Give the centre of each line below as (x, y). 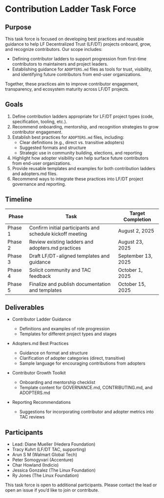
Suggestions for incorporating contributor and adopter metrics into (86, 412)
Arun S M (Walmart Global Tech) (44, 455)
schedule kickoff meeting (58, 234)
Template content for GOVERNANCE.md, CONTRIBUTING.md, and (86, 388)
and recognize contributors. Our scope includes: (54, 49)
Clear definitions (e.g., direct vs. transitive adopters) (72, 142)
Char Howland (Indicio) (35, 465)
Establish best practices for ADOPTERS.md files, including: (68, 137)
